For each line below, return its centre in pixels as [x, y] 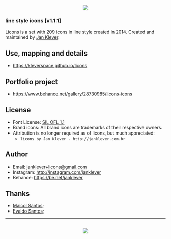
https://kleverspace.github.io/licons [50, 66]
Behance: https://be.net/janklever [48, 177]
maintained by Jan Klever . [32, 37]
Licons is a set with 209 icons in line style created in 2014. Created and [80, 32]
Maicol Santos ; [28, 206]
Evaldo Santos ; [28, 211]
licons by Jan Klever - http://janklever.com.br [73, 139]
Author [17, 155]
